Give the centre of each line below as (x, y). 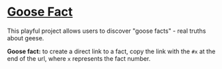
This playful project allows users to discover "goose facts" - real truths (107, 31)
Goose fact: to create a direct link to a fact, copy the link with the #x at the (111, 51)
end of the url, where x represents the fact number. (79, 58)
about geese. (26, 38)
